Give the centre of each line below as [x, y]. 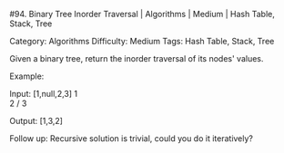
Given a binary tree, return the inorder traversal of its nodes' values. [137, 58]
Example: [27, 76]
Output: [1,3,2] [36, 121]
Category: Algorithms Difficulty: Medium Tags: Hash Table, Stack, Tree [142, 41]
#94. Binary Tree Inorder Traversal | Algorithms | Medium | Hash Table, [142, 14]
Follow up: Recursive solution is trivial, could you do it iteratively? [131, 139]
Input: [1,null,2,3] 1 [44, 94]
